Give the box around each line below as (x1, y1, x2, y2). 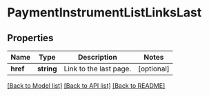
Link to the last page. (63, 64, 132, 73)
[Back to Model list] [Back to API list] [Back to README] (7, 82, 166, 90)
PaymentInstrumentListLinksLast (7, 5, 202, 21)
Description (78, 53, 117, 62)
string (37, 64, 57, 73)
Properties (7, 32, 54, 44)
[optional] (137, 64, 170, 73)
